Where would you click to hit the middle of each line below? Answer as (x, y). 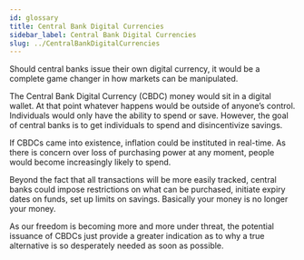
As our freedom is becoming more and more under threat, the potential (142, 226)
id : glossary (34, 18)
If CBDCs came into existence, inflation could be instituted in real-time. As (147, 143)
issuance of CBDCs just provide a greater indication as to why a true (137, 236)
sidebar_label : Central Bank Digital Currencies (103, 35)
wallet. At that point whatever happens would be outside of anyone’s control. (152, 106)
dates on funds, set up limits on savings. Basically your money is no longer (149, 199)
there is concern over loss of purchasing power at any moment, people (142, 153)
